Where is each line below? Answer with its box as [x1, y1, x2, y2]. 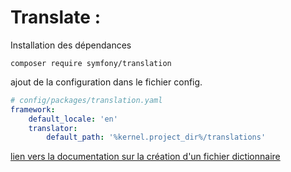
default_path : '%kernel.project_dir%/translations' [46, 132, 267, 143]
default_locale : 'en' [28, 114, 118, 124]
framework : [10, 104, 56, 115]
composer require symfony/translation [10, 58, 172, 68]
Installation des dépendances [10, 39, 132, 51]
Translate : [10, 6, 101, 29]
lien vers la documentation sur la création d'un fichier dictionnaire [10, 151, 281, 163]
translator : [28, 123, 78, 133]
